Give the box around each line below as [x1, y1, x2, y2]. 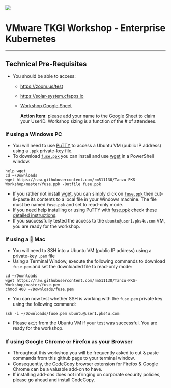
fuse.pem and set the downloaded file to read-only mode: [12, 264, 132, 270]
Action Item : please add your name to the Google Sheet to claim [20, 113, 156, 119]
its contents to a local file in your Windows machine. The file [30, 196, 157, 202]
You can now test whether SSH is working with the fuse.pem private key [12, 296, 163, 302]
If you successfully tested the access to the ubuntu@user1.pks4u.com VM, [12, 218, 165, 224]
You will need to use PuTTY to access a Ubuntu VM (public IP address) [12, 143, 162, 149]
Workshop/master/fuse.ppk [5, 182, 60, 187]
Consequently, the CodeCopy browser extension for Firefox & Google [12, 361, 158, 367]
